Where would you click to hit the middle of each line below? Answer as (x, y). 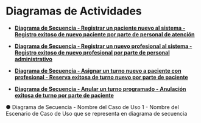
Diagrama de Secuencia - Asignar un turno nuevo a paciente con (98, 70)
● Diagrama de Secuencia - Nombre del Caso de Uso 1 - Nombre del (92, 107)
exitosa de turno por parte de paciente (64, 95)
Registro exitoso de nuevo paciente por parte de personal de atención (105, 34)
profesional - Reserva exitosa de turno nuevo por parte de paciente (101, 77)
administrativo (33, 59)
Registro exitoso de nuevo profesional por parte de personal (92, 52)
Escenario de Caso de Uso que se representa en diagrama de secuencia (97, 113)
